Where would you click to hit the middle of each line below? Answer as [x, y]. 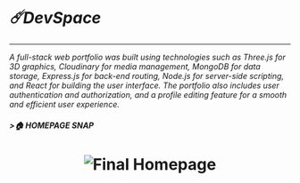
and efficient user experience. [65, 104]
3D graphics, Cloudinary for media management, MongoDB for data [135, 66]
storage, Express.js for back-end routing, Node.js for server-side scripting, [146, 76]
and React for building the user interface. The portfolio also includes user [144, 85]
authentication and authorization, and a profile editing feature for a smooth [148, 94]
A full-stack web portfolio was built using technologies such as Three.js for [147, 57]
